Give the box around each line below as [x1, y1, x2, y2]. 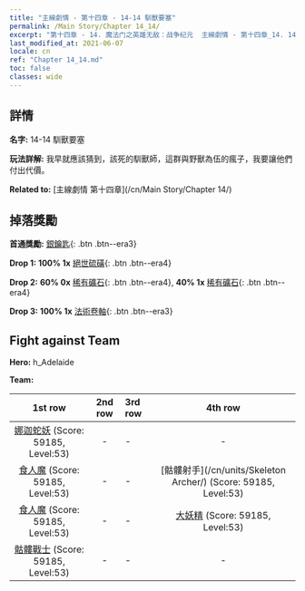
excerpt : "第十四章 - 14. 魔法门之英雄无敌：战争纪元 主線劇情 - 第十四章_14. [9, 30, 284, 39]
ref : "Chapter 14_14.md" [9, 55, 103, 64]
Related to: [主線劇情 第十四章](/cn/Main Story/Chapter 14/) [9, 183, 232, 195]
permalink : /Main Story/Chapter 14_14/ [9, 22, 161, 31]
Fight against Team [9, 333, 121, 348]
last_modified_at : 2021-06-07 [9, 38, 124, 48]
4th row [205, 402, 241, 414]
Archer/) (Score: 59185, [171, 476, 275, 489]
